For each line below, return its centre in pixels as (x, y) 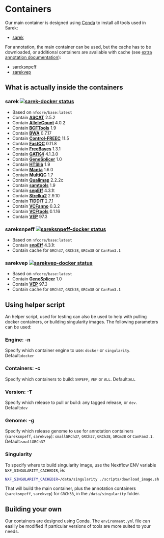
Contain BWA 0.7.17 (32, 133)
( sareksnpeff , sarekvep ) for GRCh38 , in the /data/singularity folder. (73, 494)
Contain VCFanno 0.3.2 (36, 206)
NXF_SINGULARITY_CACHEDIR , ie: (35, 470)
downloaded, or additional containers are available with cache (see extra (79, 52)
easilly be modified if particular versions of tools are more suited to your (78, 526)
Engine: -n (18, 340)
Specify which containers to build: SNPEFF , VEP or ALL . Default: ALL (70, 379)
